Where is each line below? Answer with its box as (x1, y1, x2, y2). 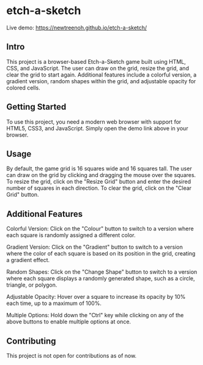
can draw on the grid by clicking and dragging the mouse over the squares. (6, 171, 196, 179)
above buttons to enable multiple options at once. (6, 318, 131, 325)
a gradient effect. (6, 257, 50, 264)
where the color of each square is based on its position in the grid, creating (6, 250, 196, 257)
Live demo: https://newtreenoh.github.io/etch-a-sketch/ (6, 24, 147, 31)
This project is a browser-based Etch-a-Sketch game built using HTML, (6, 58, 186, 65)
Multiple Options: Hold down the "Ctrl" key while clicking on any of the (6, 312, 184, 319)
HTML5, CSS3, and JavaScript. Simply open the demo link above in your (6, 124, 188, 132)
